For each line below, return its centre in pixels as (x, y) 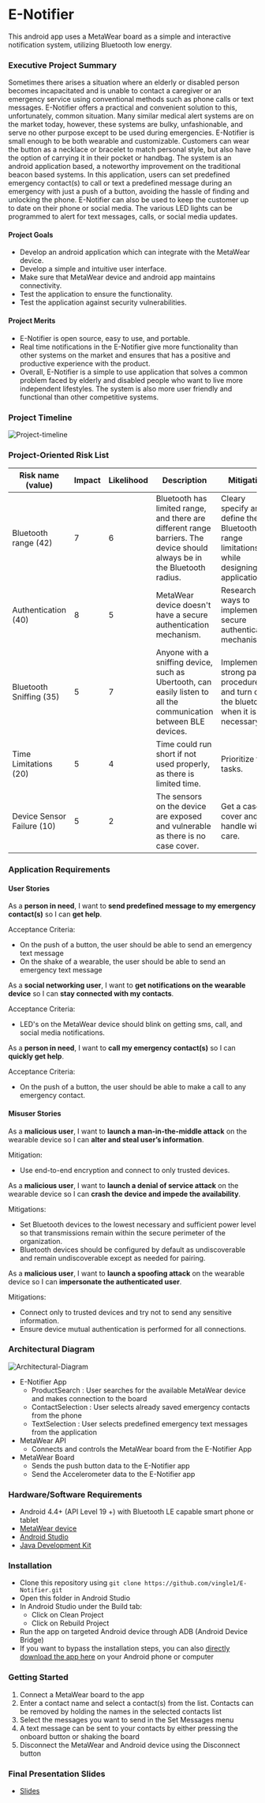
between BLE (180, 722)
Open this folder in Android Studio (75, 1598)
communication (185, 712)
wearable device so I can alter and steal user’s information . (106, 1139)
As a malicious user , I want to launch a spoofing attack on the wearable (127, 1273)
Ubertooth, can (184, 682)
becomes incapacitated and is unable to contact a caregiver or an (115, 91)
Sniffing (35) (36, 697)
